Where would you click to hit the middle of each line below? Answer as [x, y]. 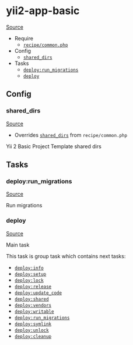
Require [24, 38]
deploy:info [29, 268]
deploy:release [33, 286]
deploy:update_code [38, 293]
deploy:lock [29, 280]
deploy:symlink [33, 324]
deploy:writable [34, 312]
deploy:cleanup [33, 336]
